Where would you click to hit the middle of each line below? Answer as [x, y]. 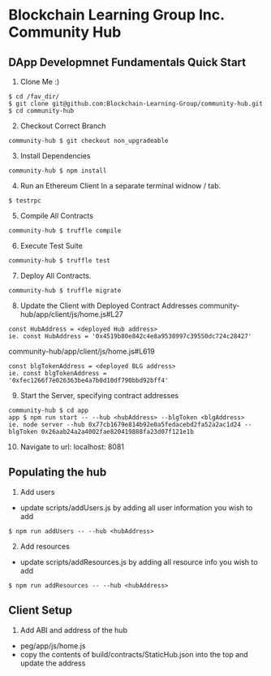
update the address [53, 663]
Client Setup [41, 611]
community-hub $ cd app [49, 410]
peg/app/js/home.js [53, 646]
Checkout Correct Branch [63, 126]
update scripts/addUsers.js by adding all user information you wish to [136, 507]
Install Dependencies [55, 156]
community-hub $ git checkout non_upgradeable [88, 141]
